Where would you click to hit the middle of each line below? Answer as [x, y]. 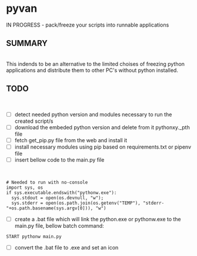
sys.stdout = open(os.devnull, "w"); [58, 198]
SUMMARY [27, 43]
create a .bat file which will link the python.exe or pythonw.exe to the [98, 219]
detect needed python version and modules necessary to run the [93, 114]
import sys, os [25, 188]
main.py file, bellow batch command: [59, 225]
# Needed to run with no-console [47, 182]
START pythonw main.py [34, 237]
